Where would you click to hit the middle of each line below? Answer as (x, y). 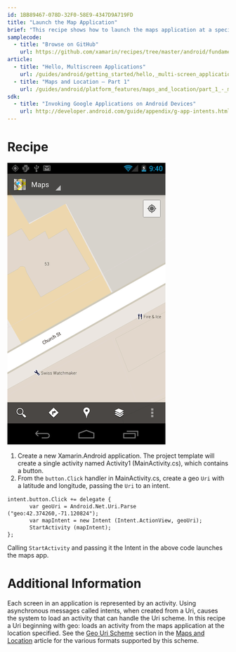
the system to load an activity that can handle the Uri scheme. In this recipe (117, 618)
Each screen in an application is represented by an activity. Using (102, 603)
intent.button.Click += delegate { (59, 499)
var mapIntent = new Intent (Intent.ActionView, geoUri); (116, 520)
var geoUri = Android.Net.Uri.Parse (83, 506)
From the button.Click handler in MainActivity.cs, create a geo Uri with (121, 478)
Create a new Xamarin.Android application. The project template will (116, 456)
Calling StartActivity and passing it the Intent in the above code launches (115, 547)
